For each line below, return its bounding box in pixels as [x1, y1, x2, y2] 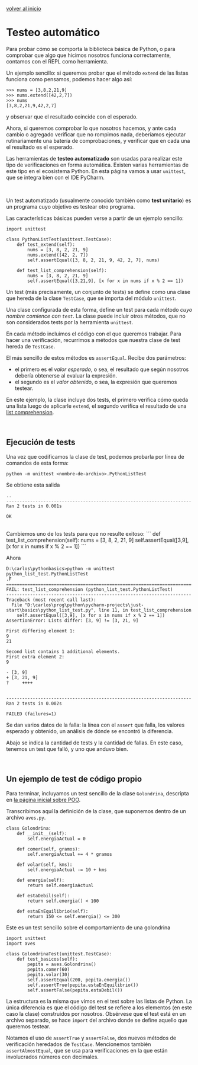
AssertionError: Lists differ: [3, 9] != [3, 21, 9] [6, 618, 139, 623]
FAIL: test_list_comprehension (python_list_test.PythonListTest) [6, 586, 173, 592]
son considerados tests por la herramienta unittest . [6, 318, 134, 325]
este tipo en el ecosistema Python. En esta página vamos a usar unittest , [6, 167, 186, 174]
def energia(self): [17, 877, 65, 883]
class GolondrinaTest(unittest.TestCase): [6, 951, 112, 957]
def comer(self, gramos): [17, 846, 81, 852]
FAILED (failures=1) [6, 711, 57, 717]
